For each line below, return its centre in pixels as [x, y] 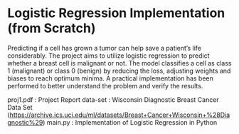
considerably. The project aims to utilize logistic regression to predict [108, 56]
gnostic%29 [25, 122]
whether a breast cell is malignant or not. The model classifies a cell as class [119, 63]
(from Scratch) [52, 28]
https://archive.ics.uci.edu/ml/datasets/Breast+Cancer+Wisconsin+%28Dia [120, 115]
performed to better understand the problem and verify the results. [105, 86]
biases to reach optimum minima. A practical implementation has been [110, 78]
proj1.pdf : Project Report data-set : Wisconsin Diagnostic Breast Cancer [113, 99]
